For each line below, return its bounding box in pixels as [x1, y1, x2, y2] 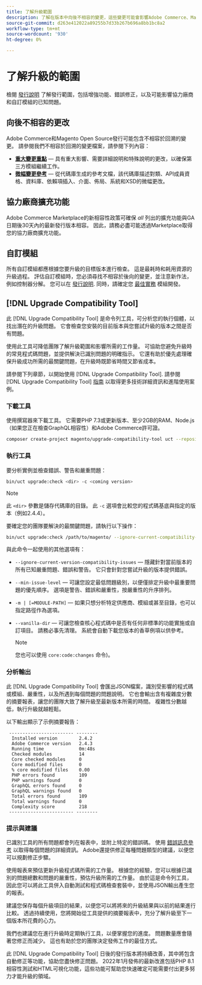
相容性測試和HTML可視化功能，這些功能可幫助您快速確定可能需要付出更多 [6, 965, 191, 972]
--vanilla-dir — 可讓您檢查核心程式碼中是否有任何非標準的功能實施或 [14, 619, 191, 627]
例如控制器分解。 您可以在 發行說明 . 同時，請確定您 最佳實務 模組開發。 [6, 280, 184, 287]
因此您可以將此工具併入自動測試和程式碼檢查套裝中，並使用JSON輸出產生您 [6, 882, 195, 889]
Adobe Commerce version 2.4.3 [11, 740, 93, 746]
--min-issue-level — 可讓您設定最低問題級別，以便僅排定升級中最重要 [14, 578, 191, 586]
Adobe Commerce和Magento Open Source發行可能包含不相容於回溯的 [6, 135, 182, 142]
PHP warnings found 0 [11, 777, 82, 784]
